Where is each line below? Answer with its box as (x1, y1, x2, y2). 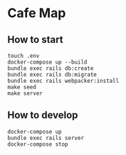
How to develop (7, 109, 78, 121)
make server (7, 90, 43, 97)
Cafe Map (7, 5, 66, 21)
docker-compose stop (7, 141, 69, 148)
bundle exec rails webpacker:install (7, 77, 120, 84)
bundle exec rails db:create (7, 65, 94, 72)
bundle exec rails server (7, 134, 84, 141)
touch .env (7, 52, 40, 59)
